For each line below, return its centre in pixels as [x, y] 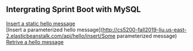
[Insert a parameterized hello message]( [54, 30]
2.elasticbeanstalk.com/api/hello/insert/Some [61, 36]
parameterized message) [147, 36]
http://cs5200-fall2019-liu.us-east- [144, 30]
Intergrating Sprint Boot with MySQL [74, 10]
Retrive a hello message [35, 42]
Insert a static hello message [41, 23]
